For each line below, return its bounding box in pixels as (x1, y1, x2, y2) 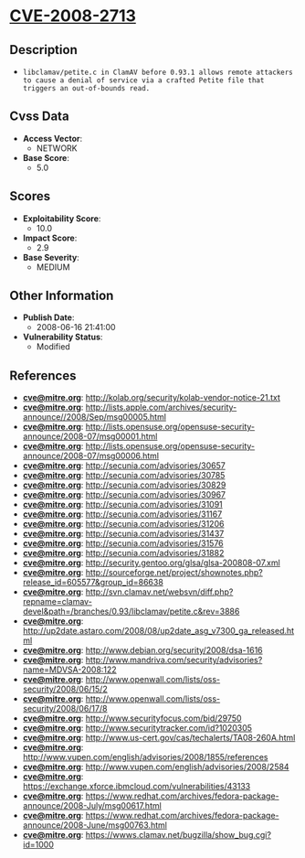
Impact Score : (22, 232, 78, 243)
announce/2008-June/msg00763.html (22, 820, 167, 831)
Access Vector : (22, 133, 83, 144)
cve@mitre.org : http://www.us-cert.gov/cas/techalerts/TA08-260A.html (22, 733, 296, 744)
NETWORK (36, 143, 78, 154)
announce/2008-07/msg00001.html (22, 431, 158, 442)
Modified (36, 341, 70, 352)
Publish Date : (22, 312, 75, 323)
